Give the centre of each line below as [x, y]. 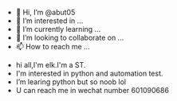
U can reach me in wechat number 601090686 [92, 90]
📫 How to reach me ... [53, 47]
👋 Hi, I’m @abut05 [45, 12]
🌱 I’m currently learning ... [58, 29]
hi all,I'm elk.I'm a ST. [51, 65]
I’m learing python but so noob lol [71, 82]
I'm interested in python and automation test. [89, 73]
